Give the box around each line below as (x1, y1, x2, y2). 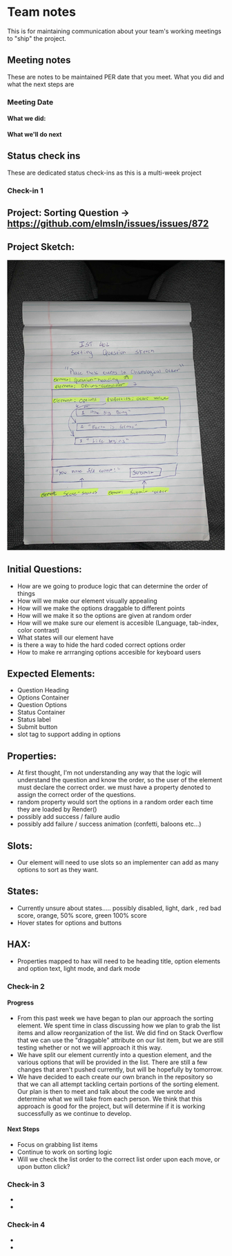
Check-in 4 (7, 1220, 46, 1230)
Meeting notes (7, 55, 71, 66)
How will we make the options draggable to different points (17, 603, 185, 612)
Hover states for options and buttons (17, 918, 122, 927)
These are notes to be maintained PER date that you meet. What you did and (7, 73, 224, 81)
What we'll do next (7, 130, 62, 138)
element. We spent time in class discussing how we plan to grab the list (17, 1021, 221, 1030)
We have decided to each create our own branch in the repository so (17, 1072, 213, 1081)
